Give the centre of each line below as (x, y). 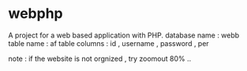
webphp (36, 14)
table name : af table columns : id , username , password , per (109, 43)
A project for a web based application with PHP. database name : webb (124, 35)
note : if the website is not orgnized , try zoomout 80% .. (100, 59)
